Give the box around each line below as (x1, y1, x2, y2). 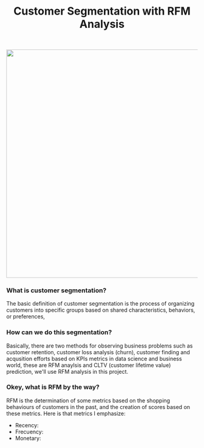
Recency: (15, 421, 39, 429)
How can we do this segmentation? (6, 328, 112, 337)
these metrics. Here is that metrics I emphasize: (6, 410, 126, 417)
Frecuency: (15, 428, 44, 435)
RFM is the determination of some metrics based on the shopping (6, 397, 171, 404)
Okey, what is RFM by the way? (6, 383, 100, 391)
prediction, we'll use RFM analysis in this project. (6, 368, 129, 375)
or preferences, (6, 313, 46, 320)
